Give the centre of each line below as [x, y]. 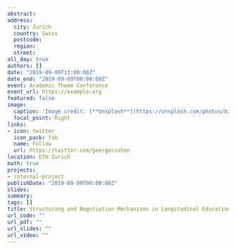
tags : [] [20, 203]
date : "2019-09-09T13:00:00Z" [52, 72]
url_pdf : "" [25, 222]
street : [25, 53]
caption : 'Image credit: [50, 111]
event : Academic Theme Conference [58, 85]
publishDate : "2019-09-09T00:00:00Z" [63, 183]
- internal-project [36, 176]
